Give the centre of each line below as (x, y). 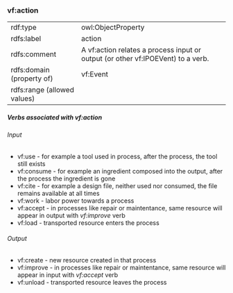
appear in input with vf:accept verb (68, 275)
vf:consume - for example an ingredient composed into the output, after (120, 171)
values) (23, 99)
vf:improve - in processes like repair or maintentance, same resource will (122, 268)
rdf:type (24, 28)
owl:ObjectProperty (113, 28)
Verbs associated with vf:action (55, 117)
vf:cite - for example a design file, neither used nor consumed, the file (117, 185)
